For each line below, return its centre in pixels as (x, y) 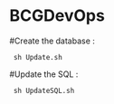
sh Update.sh (38, 57)
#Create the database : (52, 41)
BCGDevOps (57, 16)
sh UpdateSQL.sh (44, 90)
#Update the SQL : (44, 74)
